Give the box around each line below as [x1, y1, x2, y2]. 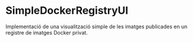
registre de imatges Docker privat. [5, 29, 88, 36]
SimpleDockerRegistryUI [5, 4, 128, 17]
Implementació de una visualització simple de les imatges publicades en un [5, 23, 188, 30]
